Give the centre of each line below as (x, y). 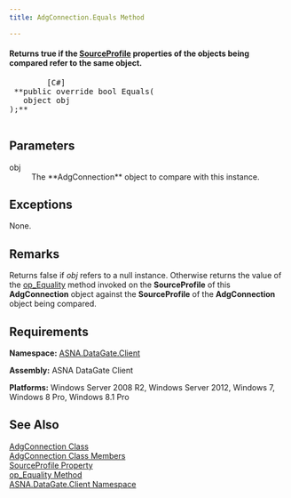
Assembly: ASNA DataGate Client (71, 371)
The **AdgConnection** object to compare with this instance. (145, 177)
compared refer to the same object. (76, 63)
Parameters (42, 146)
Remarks (35, 254)
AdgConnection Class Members (67, 455)
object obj (47, 100)
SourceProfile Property (51, 465)
